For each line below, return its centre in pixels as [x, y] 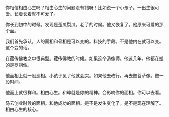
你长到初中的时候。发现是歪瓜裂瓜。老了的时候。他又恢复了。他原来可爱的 [82, 24]
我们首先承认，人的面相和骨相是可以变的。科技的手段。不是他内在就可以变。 [84, 41]
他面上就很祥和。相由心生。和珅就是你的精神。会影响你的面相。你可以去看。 [84, 93]
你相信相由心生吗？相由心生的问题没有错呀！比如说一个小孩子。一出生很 [80, 7]
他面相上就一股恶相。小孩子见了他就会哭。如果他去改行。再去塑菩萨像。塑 [82, 75]
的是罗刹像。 [18, 65]
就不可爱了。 [45, 14]
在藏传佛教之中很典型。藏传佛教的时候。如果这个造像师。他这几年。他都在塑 [84, 58]
